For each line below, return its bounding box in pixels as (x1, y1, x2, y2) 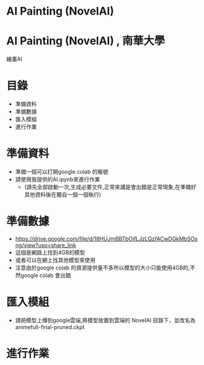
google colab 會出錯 (20, 271, 71, 278)
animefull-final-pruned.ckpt (15, 323, 85, 330)
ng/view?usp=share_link (15, 241, 77, 249)
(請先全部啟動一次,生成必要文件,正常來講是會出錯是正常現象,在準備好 (24, 183, 197, 190)
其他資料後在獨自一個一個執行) (24, 191, 102, 198)
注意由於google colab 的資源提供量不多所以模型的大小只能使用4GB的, (15, 264, 191, 271)
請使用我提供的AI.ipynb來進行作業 (15, 175, 100, 183)
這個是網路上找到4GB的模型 (15, 249, 85, 256)
